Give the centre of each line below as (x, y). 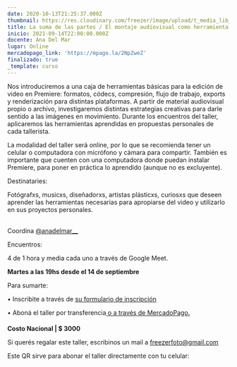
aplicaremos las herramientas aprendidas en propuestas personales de (110, 123)
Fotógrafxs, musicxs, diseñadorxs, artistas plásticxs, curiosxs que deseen (115, 194)
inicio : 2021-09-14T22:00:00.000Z (58, 33)
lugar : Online (28, 46)
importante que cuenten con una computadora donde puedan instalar (109, 160)
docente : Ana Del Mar (39, 40)
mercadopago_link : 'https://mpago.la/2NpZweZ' (77, 54)
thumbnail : (23, 20)
